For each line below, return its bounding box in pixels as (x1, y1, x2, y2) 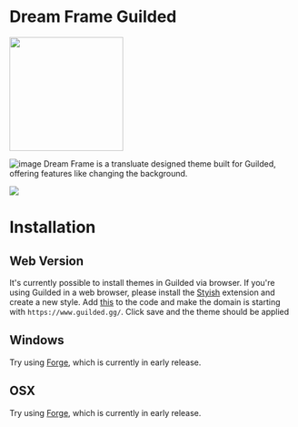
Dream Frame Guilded (9, 6, 177, 27)
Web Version (9, 253, 84, 269)
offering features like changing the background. (9, 168, 188, 178)
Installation (9, 217, 96, 238)
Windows (9, 332, 65, 348)
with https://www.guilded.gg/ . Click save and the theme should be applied (9, 306, 290, 317)
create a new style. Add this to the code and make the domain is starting (9, 296, 281, 307)
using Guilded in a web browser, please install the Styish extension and (9, 287, 275, 298)
